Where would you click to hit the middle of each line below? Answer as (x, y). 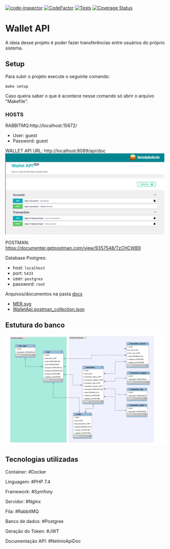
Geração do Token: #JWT (32, 531)
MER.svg (22, 304)
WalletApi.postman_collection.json (49, 309)
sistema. (14, 48)
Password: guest (30, 141)
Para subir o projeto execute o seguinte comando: (58, 76)
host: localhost (29, 267)
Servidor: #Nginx (23, 501)
